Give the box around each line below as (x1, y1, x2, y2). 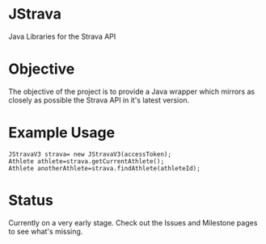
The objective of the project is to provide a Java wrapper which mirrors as (8, 86, 255, 96)
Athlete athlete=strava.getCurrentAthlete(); (8, 157, 164, 166)
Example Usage (8, 124, 116, 142)
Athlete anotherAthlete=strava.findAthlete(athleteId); (8, 164, 201, 172)
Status (8, 191, 54, 209)
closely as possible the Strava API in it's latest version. (8, 95, 190, 105)
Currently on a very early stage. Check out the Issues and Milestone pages (8, 217, 258, 227)
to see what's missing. (8, 226, 83, 236)
